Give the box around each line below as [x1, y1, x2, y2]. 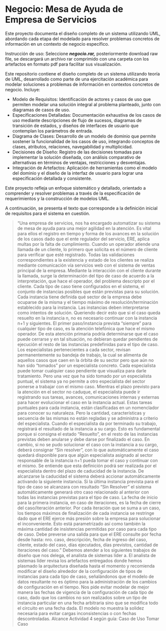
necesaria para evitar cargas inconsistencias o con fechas [17, 610, 136, 616]
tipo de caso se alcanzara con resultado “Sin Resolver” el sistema [17, 484, 152, 490]
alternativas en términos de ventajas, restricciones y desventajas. [12, 159, 147, 165]
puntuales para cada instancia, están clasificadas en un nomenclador [17, 405, 159, 411]
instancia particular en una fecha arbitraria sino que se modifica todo [17, 600, 159, 606]
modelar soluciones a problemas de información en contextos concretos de [5, 81, 160, 87]
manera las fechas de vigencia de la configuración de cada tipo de [17, 589, 154, 595]
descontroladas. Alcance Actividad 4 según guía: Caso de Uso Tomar [17, 616, 160, 622]
